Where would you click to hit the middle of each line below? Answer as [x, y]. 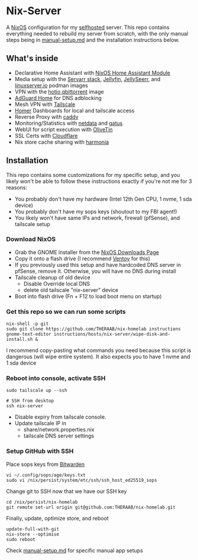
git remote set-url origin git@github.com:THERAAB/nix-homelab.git [91, 507]
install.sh [20, 339]
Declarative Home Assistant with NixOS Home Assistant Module [92, 73]
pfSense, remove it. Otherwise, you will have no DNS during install [95, 271]
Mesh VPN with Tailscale [45, 104]
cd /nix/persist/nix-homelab [42, 502]
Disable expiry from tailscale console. [60, 417]
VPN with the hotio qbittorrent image [59, 91]
